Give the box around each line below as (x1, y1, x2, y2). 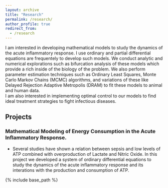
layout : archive (5, 7, 39, 13)
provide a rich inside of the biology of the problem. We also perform (5, 66, 145, 72)
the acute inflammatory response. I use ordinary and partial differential (5, 50, 151, 56)
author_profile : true (5, 21, 51, 27)
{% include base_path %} (5, 177, 58, 183)
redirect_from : (5, 26, 37, 31)
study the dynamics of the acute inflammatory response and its (12, 162, 144, 168)
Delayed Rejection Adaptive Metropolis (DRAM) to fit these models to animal (5, 82, 162, 88)
